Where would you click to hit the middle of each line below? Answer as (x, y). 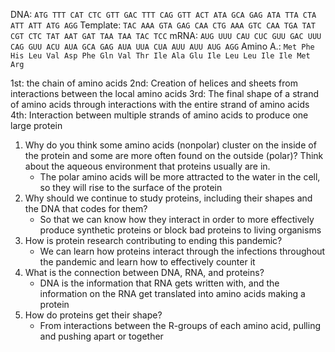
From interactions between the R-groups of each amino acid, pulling (180, 325)
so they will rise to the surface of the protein (131, 187)
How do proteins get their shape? (93, 315)
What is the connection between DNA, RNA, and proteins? (144, 272)
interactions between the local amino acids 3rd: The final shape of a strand (165, 93)
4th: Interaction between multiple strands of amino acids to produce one (159, 115)
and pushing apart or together (101, 336)
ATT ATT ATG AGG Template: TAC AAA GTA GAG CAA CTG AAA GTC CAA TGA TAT (163, 25)
